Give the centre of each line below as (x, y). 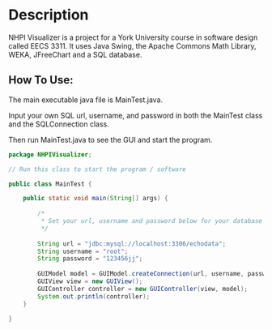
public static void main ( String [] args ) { (96, 199)
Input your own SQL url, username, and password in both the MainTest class (136, 115)
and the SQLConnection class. (59, 124)
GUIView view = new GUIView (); (90, 281)
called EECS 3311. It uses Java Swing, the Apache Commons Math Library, (132, 45)
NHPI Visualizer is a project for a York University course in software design (133, 37)
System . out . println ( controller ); (94, 296)
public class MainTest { (50, 184)
